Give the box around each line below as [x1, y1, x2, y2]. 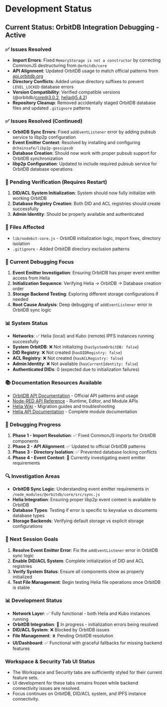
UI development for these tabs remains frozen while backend [12, 680, 138, 686]
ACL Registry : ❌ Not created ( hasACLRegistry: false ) [12, 355, 123, 361]
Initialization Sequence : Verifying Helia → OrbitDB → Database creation [12, 280, 161, 286]
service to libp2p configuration [12, 134, 76, 140]
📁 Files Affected [5, 224, 45, 231]
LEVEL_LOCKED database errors [12, 84, 74, 90]
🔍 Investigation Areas [5, 473, 60, 480]
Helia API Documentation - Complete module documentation [12, 409, 137, 415]
